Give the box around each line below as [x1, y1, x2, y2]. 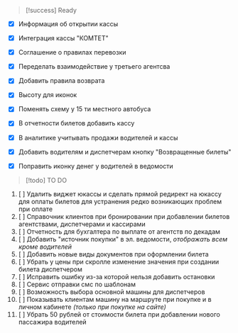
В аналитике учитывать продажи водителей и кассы [18, 133, 178, 142]
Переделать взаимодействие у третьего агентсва [18, 62, 171, 71]
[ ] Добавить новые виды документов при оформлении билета [18, 249, 209, 258]
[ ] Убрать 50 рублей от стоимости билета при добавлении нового [18, 310, 221, 318]
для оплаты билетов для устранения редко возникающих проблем [18, 197, 222, 205]
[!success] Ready [25, 6, 77, 14]
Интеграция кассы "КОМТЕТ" [18, 34, 109, 43]
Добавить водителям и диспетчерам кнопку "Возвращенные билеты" [18, 147, 232, 156]
